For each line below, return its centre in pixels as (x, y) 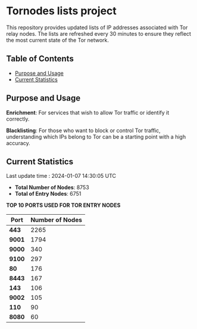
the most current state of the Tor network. (57, 40)
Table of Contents (40, 59)
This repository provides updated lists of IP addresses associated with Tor (97, 27)
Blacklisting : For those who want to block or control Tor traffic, (83, 130)
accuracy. (18, 143)
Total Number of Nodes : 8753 (52, 187)
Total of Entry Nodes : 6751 (48, 194)
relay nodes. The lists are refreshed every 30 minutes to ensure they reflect (99, 33)
